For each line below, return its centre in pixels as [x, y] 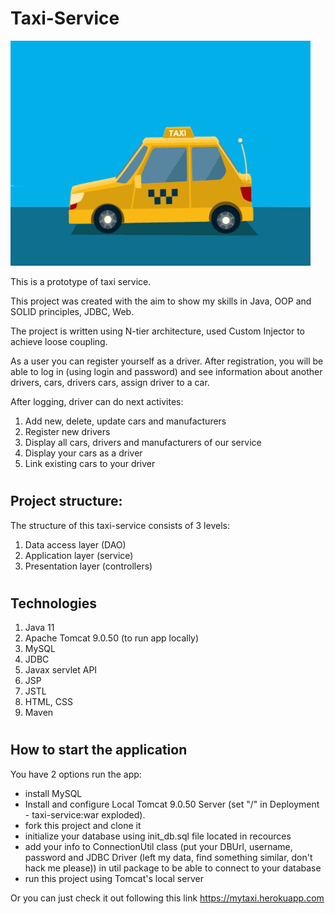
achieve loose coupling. [59, 341]
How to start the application [99, 750]
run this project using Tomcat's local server [114, 878]
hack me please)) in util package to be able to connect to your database [173, 868]
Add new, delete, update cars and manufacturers [125, 421]
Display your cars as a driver [83, 453]
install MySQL [53, 793]
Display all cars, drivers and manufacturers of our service [143, 442]
